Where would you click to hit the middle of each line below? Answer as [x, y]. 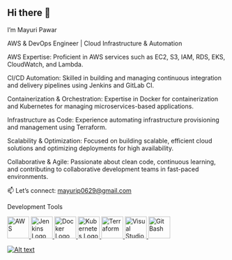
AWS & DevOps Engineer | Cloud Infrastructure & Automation [95, 43]
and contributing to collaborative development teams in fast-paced [103, 169]
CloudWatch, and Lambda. [45, 64]
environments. [28, 176]
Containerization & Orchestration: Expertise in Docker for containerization [113, 99]
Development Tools [35, 206]
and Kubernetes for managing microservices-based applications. [100, 106]
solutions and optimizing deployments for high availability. [91, 148]
